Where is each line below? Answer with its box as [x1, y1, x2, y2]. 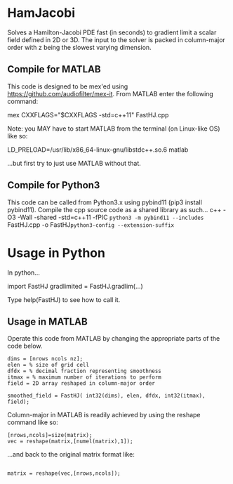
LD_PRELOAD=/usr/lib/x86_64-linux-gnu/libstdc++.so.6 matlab [7, 145, 189, 154]
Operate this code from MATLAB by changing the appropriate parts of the [7, 334, 220, 343]
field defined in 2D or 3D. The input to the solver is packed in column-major [7, 35, 226, 44]
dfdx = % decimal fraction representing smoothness [7, 367, 161, 375]
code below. [7, 342, 43, 351]
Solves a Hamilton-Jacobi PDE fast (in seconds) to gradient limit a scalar [7, 28, 217, 37]
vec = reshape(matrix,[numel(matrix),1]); [7, 438, 133, 445]
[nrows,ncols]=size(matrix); [7, 432, 93, 439]
